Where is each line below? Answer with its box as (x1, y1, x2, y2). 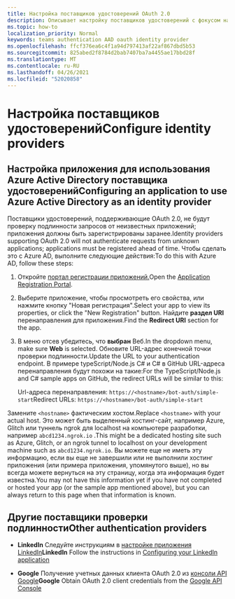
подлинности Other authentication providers (7, 522, 207, 534)
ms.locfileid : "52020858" (7, 75, 83, 83)
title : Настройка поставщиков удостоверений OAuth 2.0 (7, 10, 171, 18)
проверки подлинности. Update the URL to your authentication (17, 352, 200, 361)
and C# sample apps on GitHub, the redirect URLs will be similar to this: (17, 374, 224, 383)
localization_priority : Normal (7, 29, 99, 37)
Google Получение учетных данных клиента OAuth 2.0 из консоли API (17, 569, 227, 578)
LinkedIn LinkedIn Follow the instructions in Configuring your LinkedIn (17, 548, 218, 557)
